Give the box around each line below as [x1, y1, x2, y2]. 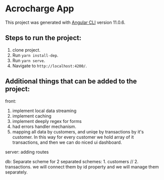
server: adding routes [5, 149, 49, 155]
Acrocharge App [5, 3, 74, 14]
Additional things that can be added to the [5, 77, 137, 86]
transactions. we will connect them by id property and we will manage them [5, 164, 159, 170]
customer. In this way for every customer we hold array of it [12, 134, 134, 140]
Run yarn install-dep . [12, 52, 58, 58]
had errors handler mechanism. [12, 123, 77, 129]
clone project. [12, 47, 41, 53]
